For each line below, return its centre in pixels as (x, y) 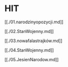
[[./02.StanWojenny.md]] (29, 31)
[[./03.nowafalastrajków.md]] (34, 41)
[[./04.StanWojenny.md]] (29, 50)
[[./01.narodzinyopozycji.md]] (34, 22)
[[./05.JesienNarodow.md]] (32, 59)
